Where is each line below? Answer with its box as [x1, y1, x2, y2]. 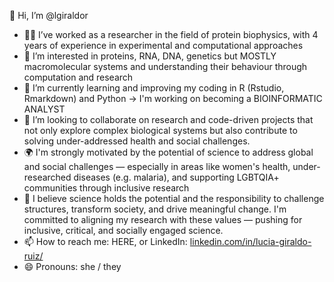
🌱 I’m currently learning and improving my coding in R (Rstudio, [23, 82, 285, 94]
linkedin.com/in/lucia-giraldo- [189, 236, 312, 247]
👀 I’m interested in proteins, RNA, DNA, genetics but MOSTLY [23, 50, 277, 62]
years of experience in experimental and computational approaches [23, 40, 304, 51]
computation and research [23, 71, 134, 83]
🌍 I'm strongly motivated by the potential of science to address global [23, 146, 314, 158]
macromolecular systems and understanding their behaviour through [23, 61, 308, 72]
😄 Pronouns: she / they [23, 261, 122, 272]
